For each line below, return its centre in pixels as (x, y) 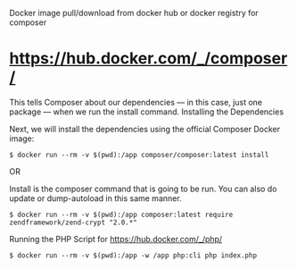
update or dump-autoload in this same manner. (95, 198)
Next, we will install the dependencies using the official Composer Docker (145, 129)
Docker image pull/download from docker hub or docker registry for (134, 13)
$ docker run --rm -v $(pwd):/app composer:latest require (121, 214)
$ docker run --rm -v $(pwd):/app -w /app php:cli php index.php (133, 255)
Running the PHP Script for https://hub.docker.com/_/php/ (116, 239)
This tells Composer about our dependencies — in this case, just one (136, 102)
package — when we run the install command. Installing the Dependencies (146, 112)
